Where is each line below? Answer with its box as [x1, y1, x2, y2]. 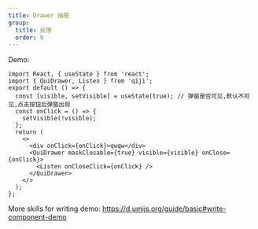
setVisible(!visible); [22, 115, 97, 123]
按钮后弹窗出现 [28, 101, 71, 109]
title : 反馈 [15, 26, 53, 34]
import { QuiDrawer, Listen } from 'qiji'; [8, 77, 153, 85]
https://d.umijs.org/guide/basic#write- [101, 204, 227, 213]
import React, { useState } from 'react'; [8, 70, 149, 79]
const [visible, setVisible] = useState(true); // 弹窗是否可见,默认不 [15, 92, 245, 101]
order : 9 [15, 33, 44, 42]
